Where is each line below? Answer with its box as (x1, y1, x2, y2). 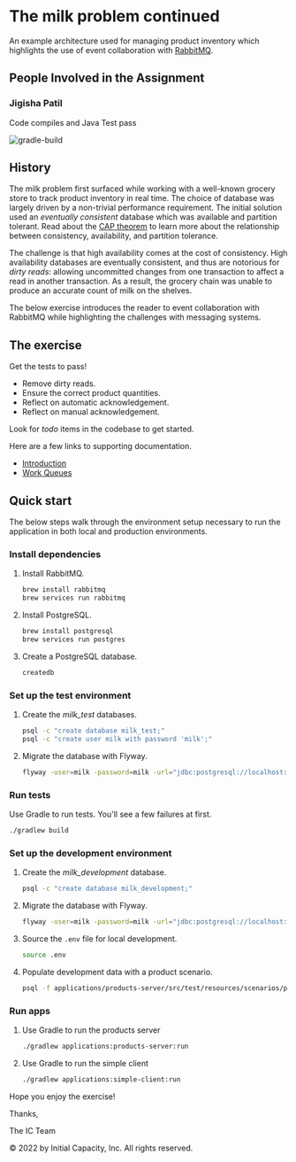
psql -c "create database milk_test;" (21, 726, 165, 736)
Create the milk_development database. (21, 867, 167, 878)
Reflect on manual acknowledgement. (21, 407, 161, 417)
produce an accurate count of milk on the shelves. (9, 285, 193, 296)
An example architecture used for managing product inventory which (9, 35, 260, 46)
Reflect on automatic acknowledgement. (21, 397, 170, 408)
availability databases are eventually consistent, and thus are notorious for (9, 257, 280, 267)
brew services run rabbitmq (21, 593, 125, 603)
